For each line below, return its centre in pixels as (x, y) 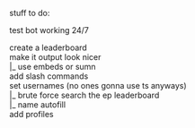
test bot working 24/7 (49, 30)
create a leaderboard (48, 47)
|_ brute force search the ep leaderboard (84, 95)
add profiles (31, 114)
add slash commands (49, 76)
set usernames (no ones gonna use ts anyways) (98, 85)
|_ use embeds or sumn (53, 67)
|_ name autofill (37, 105)
